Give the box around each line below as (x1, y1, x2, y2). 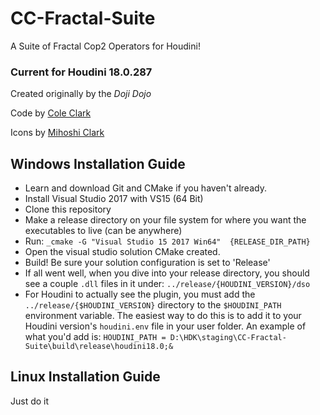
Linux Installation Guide (10, 368, 161, 386)
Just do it (10, 395, 50, 407)
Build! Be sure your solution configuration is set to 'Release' (24, 257, 271, 269)
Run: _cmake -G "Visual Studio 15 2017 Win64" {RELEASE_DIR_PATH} (24, 235, 311, 247)
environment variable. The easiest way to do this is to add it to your (24, 310, 302, 322)
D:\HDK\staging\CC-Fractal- (169, 333, 287, 343)
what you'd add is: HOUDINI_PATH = (24, 331, 167, 343)
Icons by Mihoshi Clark (10, 127, 105, 139)
